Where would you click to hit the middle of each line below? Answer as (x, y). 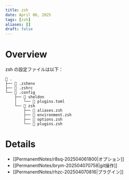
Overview (26, 55)
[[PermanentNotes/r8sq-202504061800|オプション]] (68, 159)
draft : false (19, 29)
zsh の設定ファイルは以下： (34, 69)
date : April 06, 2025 (28, 15)
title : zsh (17, 10)
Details (20, 144)
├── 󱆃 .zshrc (19, 88)
